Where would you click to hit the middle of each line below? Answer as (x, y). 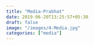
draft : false (22, 22)
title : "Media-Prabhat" (35, 11)
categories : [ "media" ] (34, 33)
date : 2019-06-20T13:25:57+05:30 (47, 17)
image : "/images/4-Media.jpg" (43, 28)
